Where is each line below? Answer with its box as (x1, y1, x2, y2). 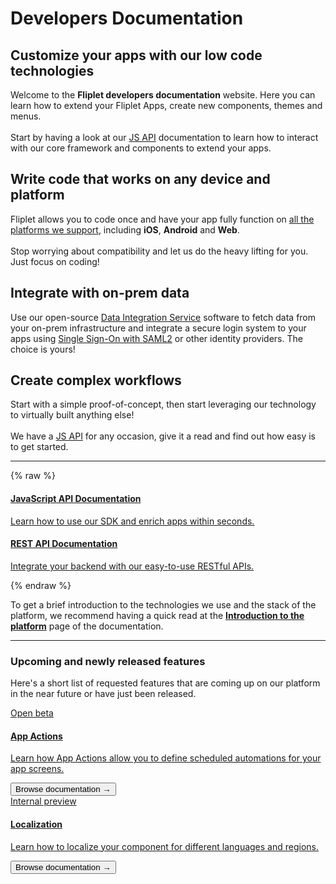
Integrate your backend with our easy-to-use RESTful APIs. (10, 560, 255, 572)
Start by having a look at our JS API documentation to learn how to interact (10, 132, 319, 143)
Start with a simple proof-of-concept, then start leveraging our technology (10, 398, 317, 411)
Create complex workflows (10, 372, 182, 389)
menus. (10, 110, 42, 122)
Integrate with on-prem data (10, 285, 190, 302)
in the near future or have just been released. (10, 688, 197, 700)
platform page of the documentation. (10, 620, 164, 632)
